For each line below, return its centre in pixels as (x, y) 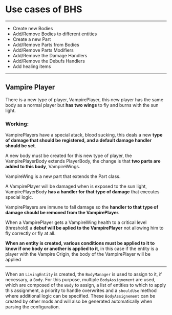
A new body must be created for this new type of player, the (69, 156)
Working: (17, 124)
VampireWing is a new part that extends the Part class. (63, 176)
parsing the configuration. (33, 307)
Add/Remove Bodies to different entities (55, 34)
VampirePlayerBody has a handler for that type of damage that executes (82, 192)
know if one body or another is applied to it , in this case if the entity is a (82, 249)
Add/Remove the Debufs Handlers (49, 61)
